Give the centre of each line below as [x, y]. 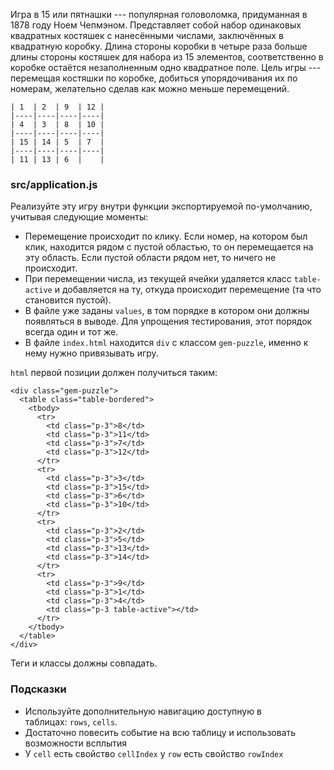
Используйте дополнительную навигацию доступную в [143, 711]
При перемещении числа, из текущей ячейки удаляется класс [158, 279]
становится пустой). [68, 300]
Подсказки [38, 689]
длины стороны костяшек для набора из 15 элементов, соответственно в [167, 57]
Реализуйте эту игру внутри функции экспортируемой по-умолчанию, [161, 206]
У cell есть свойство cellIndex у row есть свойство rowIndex [154, 753]
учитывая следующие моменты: [79, 217]
